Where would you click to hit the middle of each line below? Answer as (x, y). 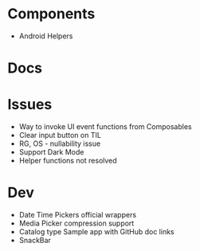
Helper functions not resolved (68, 161)
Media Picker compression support (76, 223)
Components (51, 14)
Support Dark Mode (51, 152)
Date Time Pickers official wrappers (78, 215)
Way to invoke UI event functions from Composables (105, 127)
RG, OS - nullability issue (60, 143)
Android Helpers (46, 36)
